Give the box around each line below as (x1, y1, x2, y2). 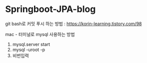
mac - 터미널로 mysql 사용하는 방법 (5, 31, 75, 37)
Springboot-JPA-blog (5, 3, 96, 15)
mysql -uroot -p (12, 46, 45, 52)
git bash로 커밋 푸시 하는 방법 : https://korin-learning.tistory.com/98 (5, 20, 142, 26)
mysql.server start (12, 41, 50, 47)
